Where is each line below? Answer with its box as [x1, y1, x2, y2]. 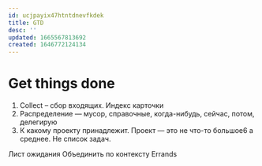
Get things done [8, 75, 116, 93]
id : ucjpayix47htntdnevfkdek [8, 11, 104, 20]
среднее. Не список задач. [19, 135, 111, 144]
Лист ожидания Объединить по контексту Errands [8, 149, 178, 159]
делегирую [19, 117, 58, 127]
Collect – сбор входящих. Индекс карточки [19, 101, 164, 110]
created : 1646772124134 [8, 41, 87, 49]
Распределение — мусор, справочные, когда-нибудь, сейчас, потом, [19, 109, 255, 119]
